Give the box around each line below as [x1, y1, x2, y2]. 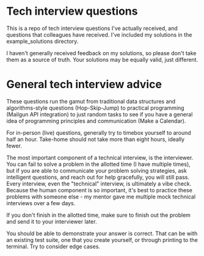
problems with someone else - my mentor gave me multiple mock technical [6, 193, 196, 200]
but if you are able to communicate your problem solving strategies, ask [6, 167, 188, 174]
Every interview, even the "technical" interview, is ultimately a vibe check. [6, 179, 192, 187]
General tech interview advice [6, 78, 162, 91]
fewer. [6, 142, 23, 149]
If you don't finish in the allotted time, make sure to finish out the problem [6, 211, 191, 219]
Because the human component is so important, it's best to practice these [6, 186, 192, 194]
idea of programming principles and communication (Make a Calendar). [6, 117, 186, 124]
